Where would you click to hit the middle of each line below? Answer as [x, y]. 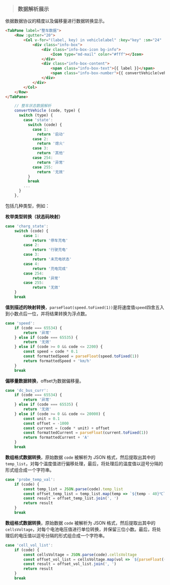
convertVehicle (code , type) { [47, 111]
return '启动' [51, 134]
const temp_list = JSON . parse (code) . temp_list [73, 489]
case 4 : [31, 264]
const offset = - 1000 [46, 423]
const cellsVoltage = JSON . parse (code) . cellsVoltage [80, 555]
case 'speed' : [20, 323]
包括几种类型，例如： [27, 205]
